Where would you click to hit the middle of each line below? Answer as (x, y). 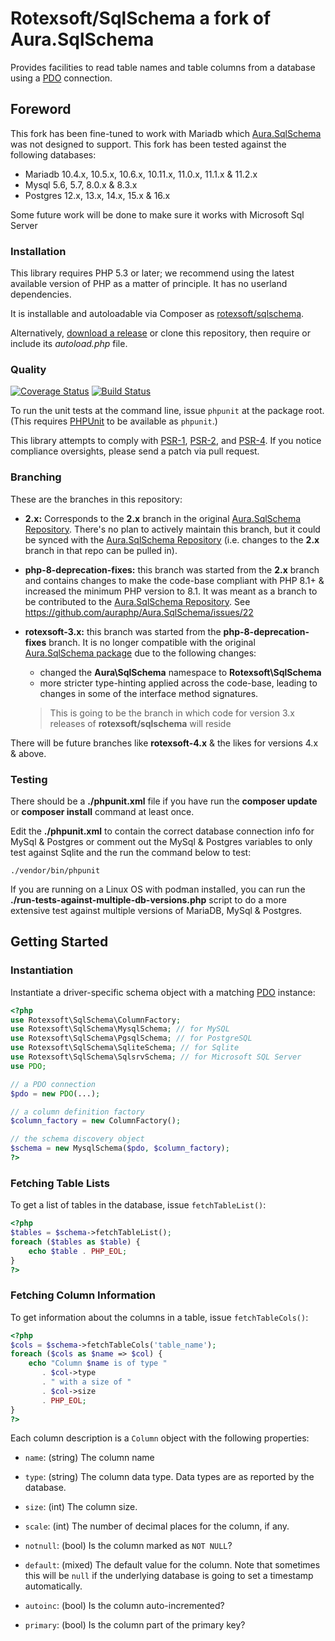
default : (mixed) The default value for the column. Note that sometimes (172, 1565)
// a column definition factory (77, 1112)
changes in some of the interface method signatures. (149, 693)
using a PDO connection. (61, 78)
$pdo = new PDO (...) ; (55, 1093)
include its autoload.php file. (69, 344)
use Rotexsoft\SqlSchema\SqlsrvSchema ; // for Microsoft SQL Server (156, 1057)
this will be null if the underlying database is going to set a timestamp (169, 1576)
